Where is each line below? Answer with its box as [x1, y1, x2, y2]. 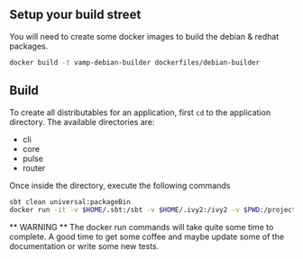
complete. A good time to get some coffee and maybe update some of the [9, 231, 285, 242]
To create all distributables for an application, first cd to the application [9, 107, 271, 118]
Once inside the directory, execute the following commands [9, 180, 231, 191]
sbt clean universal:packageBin [9, 197, 131, 206]
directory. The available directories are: [9, 116, 155, 127]
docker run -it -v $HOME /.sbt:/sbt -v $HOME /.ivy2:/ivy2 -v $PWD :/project [9, 206, 297, 215]
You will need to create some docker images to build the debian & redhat [9, 31, 280, 41]
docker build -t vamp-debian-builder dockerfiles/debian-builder [9, 58, 260, 67]
